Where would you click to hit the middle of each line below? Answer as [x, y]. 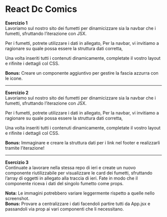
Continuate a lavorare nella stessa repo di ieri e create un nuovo [70, 167]
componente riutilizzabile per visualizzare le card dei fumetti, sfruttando [79, 173]
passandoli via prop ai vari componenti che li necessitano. [65, 209]
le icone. [14, 78]
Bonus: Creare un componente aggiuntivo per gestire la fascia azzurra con [82, 73]
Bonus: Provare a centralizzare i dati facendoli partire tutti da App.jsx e [78, 204]
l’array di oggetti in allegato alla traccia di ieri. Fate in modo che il [72, 178]
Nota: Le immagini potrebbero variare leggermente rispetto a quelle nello [80, 193]
